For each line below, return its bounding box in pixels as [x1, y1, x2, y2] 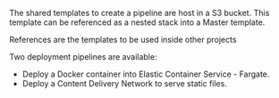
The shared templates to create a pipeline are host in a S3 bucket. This [9, 8, 270, 18]
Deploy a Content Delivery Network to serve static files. [21, 78, 228, 88]
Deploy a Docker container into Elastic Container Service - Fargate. [21, 69, 270, 79]
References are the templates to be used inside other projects [9, 35, 237, 45]
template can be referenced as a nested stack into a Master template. [9, 17, 266, 28]
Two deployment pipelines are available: [9, 52, 157, 61]
